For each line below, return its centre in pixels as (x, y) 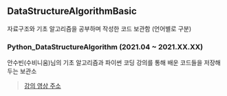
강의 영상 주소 (42, 86)
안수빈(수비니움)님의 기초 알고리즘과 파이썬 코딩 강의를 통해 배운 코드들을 (105, 63)
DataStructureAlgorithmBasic (72, 11)
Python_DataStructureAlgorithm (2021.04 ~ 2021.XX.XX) (105, 47)
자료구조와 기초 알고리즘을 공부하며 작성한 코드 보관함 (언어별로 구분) (99, 28)
